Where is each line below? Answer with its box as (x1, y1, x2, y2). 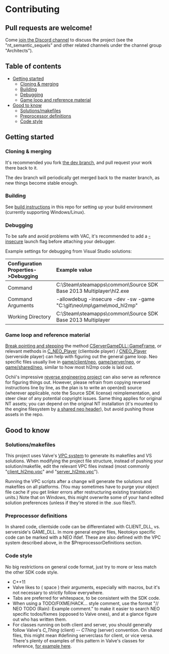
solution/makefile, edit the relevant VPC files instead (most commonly (5, 463, 150, 469)
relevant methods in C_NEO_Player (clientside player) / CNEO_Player (5, 348, 147, 354)
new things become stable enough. (5, 180, 78, 186)
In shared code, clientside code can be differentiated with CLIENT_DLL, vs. (5, 524, 160, 530)
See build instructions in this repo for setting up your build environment (5, 204, 152, 210)
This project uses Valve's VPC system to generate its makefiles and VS (5, 453, 152, 459)
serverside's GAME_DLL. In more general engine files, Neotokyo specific (5, 529, 156, 535)
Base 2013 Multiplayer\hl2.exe (56, 288, 129, 295)
